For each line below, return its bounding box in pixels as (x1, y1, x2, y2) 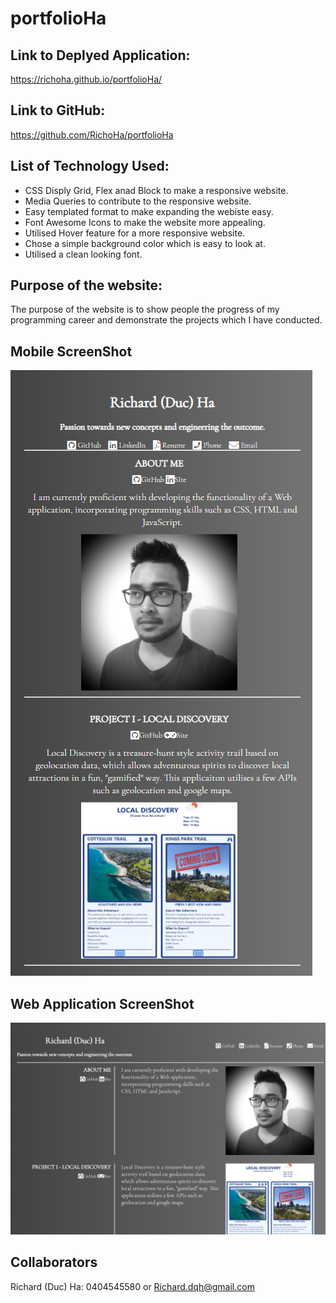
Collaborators (10, 1254, 98, 1271)
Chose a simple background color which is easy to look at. (24, 237, 266, 249)
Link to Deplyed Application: (10, 47, 191, 64)
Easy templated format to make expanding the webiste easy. (24, 205, 274, 217)
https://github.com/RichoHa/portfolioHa (10, 128, 174, 141)
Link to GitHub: (10, 102, 106, 119)
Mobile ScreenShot (10, 343, 133, 360)
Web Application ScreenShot (10, 995, 195, 1012)
